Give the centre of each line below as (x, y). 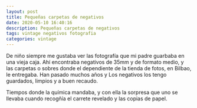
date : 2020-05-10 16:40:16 (39, 22)
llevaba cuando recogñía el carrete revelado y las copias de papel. (87, 99)
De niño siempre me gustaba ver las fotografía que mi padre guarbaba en (95, 56)
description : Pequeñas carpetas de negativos (63, 28)
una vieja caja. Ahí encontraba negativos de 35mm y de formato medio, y (95, 62)
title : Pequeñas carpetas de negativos (55, 17)
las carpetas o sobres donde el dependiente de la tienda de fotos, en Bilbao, (99, 68)
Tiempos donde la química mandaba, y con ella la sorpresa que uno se (92, 92)
